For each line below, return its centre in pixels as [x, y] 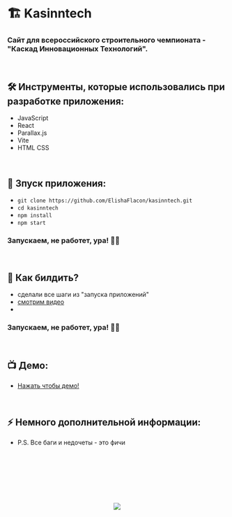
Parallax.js [32, 133]
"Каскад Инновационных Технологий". [78, 49]
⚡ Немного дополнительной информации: [104, 422]
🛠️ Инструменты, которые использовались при [116, 87]
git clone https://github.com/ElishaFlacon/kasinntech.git [105, 201]
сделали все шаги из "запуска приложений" [83, 295]
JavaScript [33, 118]
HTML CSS [33, 148]
